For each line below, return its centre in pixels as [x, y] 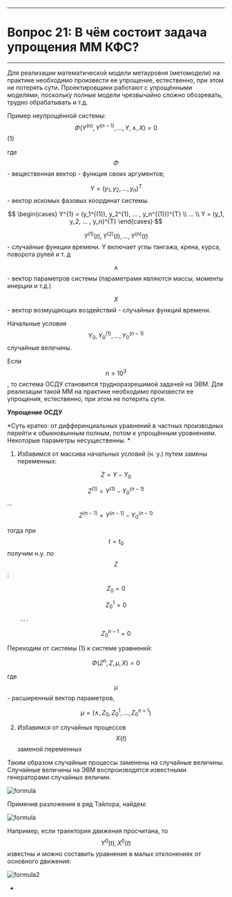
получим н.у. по [30, 553]
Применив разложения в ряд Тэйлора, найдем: [77, 804]
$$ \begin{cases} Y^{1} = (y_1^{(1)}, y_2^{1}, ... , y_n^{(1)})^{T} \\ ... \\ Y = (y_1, [116, 214]
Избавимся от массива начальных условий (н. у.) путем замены [112, 454]
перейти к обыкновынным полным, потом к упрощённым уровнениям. [112, 433]
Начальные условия [37, 323]
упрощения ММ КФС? [73, 47]
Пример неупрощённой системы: [57, 116]
